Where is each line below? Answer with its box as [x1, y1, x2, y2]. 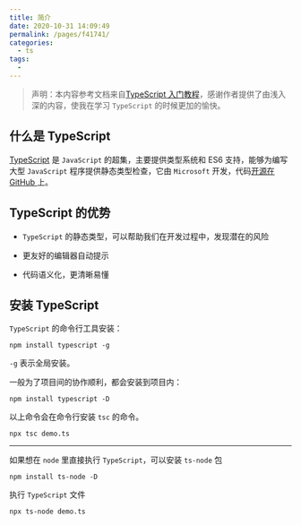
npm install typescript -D [9, 395, 110, 404]
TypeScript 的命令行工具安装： [9, 323, 123, 334]
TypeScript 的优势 [9, 205, 111, 220]
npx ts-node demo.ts [9, 507, 87, 516]
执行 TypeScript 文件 [9, 489, 86, 500]
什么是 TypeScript [9, 129, 111, 144]
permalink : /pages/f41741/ [9, 30, 110, 39]
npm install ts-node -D [9, 472, 99, 482]
